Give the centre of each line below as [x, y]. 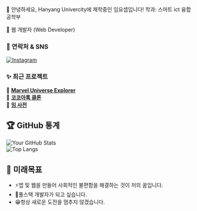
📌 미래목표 [24, 169]
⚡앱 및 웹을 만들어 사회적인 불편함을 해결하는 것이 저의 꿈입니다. [89, 185]
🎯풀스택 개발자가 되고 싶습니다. [51, 195]
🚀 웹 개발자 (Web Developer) [41, 30]
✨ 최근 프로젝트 [27, 77]
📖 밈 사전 [17, 105]
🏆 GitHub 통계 [33, 125]
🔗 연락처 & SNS [27, 46]
